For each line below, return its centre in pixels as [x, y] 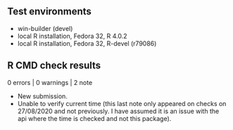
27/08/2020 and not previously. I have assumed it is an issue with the [118, 111]
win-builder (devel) [45, 28]
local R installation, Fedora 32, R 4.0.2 [72, 36]
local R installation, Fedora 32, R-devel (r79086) [87, 43]
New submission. [43, 96]
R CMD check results [54, 66]
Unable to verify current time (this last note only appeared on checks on [122, 103]
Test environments [49, 12]
